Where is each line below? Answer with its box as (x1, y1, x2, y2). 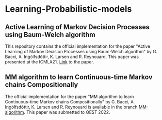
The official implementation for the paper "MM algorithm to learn (5, 94, 134, 100)
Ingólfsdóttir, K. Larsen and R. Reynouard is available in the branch (5, 104, 138, 110)
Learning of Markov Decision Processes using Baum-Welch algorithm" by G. (5, 49, 158, 54)
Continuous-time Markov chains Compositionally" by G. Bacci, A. (5, 99, 135, 104)
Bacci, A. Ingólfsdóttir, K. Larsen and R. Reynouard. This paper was (5, 54, 139, 60)
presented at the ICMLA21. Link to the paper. (5, 59, 95, 64)
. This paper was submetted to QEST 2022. (24, 109, 110, 115)
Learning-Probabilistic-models (5, 3, 132, 15)
